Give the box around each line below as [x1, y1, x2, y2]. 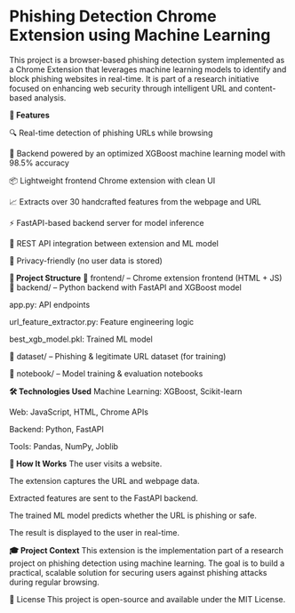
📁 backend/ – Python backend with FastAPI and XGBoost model [9, 282, 242, 293]
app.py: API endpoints [9, 299, 91, 310]
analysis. [34, 92, 67, 103]
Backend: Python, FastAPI [9, 423, 104, 434]
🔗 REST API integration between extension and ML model [9, 238, 219, 248]
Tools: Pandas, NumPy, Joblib [9, 440, 118, 451]
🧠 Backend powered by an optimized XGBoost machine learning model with [9, 148, 286, 158]
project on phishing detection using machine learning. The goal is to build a [9, 558, 285, 569]
